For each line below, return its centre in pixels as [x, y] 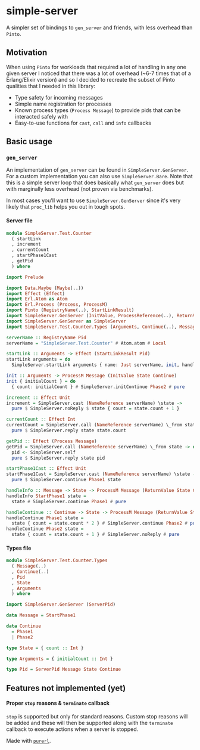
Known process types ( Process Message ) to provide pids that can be [98, 110]
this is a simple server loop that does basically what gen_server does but [95, 182]
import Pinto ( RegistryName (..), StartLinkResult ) [70, 310]
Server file [19, 221]
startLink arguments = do [38, 359]
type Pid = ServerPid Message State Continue [63, 670]
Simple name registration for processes [63, 104]
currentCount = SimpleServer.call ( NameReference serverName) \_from [94, 425]
